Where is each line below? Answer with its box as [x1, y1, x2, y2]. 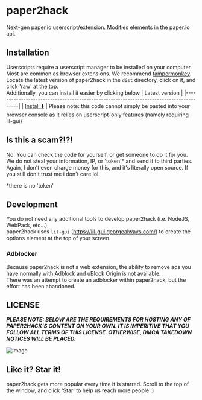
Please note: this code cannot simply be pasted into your [48, 102, 190, 109]
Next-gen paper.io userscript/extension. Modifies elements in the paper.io [6, 24, 190, 31]
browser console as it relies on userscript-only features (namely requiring [6, 111, 189, 118]
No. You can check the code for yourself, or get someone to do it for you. [6, 151, 188, 158]
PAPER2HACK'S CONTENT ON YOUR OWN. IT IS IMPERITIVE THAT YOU [6, 322, 189, 329]
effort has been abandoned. [6, 282, 76, 290]
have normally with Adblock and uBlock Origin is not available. [6, 270, 161, 277]
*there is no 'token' [6, 182, 54, 189]
